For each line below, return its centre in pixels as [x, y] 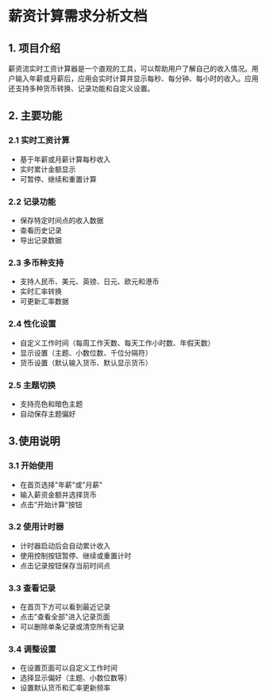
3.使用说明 [35, 441]
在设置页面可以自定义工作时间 [68, 668]
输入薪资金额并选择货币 [58, 494]
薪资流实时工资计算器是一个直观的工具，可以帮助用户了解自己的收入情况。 [130, 69]
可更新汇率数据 [44, 302]
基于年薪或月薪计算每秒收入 [65, 159]
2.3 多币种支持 [36, 263]
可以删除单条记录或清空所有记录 [72, 627]
